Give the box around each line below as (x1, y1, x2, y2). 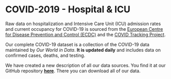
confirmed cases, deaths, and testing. (5, 52, 85, 58)
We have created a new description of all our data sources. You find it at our (5, 62, 166, 68)
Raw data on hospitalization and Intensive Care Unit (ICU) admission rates (5, 21, 161, 27)
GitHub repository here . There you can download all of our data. (5, 68, 141, 74)
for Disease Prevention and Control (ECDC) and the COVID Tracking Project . (5, 31, 166, 37)
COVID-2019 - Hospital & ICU (5, 4, 131, 15)
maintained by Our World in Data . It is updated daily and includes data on (5, 47, 161, 53)
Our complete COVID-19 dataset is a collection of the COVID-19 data (5, 41, 149, 47)
